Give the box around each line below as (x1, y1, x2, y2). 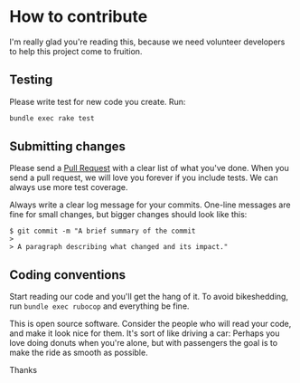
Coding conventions (9, 267, 127, 282)
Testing (9, 72, 53, 88)
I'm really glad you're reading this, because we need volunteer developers (9, 36, 286, 47)
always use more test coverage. (9, 182, 128, 193)
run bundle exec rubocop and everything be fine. (9, 301, 190, 311)
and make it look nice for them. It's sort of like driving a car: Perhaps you (9, 328, 280, 339)
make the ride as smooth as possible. (9, 347, 148, 359)
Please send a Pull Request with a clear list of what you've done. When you (9, 163, 289, 174)
